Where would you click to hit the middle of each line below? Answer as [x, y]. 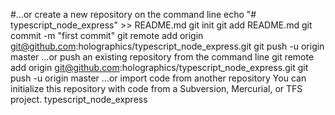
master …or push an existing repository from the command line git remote [162, 57]
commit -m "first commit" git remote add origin [107, 35]
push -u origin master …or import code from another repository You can [158, 78]
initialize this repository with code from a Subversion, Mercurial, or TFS [156, 88]
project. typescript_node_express [79, 99]
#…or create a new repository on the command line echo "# [133, 14]
